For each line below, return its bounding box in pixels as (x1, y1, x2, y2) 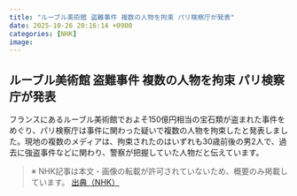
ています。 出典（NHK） (30, 177, 120, 188)
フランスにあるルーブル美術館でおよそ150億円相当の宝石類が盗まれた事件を (9, 114, 285, 124)
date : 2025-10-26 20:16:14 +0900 (9, 21, 133, 30)
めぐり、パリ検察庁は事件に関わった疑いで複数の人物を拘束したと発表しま (9, 125, 281, 136)
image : (9, 37, 34, 47)
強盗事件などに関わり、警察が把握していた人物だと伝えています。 (24, 147, 264, 158)
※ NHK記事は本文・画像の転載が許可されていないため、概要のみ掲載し (30, 166, 288, 177)
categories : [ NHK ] (9, 29, 77, 38)
